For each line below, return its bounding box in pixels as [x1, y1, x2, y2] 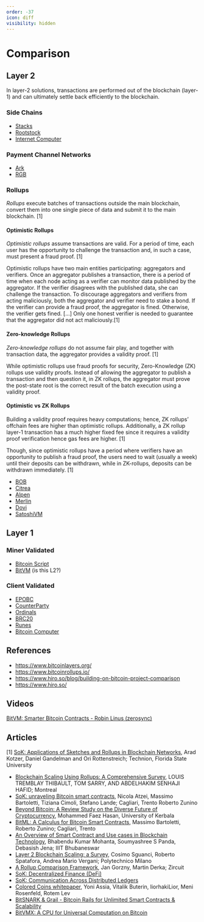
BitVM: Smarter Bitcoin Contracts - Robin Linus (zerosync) [6, 714, 152, 722]
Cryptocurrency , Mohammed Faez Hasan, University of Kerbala [15, 812, 175, 819]
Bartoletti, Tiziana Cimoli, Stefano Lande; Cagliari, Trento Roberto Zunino [15, 799, 198, 806]
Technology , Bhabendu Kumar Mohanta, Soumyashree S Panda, [15, 838, 176, 845]
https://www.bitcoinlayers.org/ [15, 662, 92, 669]
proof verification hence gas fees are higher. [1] [6, 435, 126, 442]
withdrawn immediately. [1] [6, 466, 74, 473]
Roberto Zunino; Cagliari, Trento [15, 825, 96, 833]
